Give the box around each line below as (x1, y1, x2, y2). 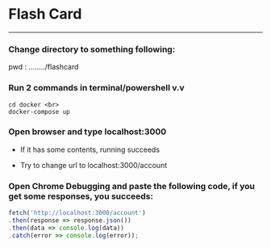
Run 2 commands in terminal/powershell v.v (8, 82, 185, 94)
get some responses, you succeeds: (8, 191, 153, 202)
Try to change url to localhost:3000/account (19, 160, 168, 170)
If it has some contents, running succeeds (19, 145, 160, 154)
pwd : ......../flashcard (8, 62, 79, 72)
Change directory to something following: (8, 44, 176, 55)
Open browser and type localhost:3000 (8, 126, 167, 137)
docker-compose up (8, 107, 70, 116)
